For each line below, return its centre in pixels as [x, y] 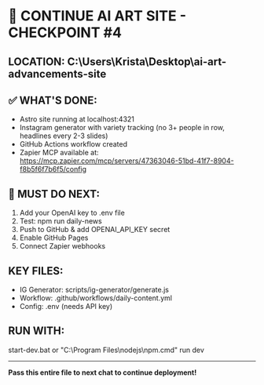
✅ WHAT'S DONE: [53, 100]
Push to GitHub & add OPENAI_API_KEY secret [95, 230]
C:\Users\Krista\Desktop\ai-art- [147, 62]
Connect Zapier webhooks [62, 246]
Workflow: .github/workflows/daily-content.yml [96, 298]
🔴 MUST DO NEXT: [54, 194]
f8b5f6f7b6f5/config [53, 169]
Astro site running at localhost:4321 [77, 119]
